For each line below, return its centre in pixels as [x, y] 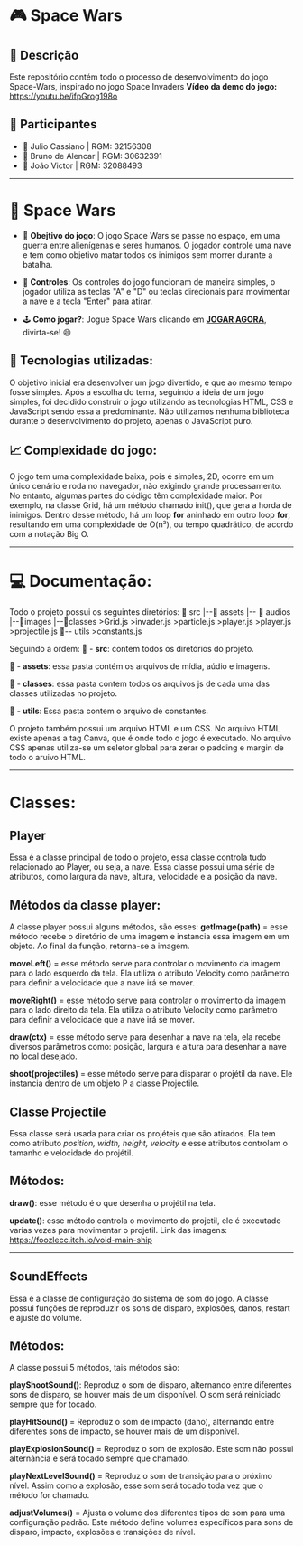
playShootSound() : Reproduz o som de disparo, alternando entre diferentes [151, 1385]
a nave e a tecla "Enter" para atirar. [87, 301]
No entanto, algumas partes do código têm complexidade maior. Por [136, 495]
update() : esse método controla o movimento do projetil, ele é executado [145, 1221]
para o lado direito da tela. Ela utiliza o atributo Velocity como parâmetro [143, 1010]
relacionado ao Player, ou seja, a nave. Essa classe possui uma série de [142, 867]
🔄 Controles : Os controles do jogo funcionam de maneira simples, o [149, 282]
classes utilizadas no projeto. [63, 693]
